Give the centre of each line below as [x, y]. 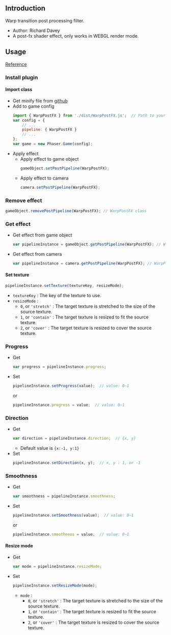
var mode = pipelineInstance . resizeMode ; [57, 567]
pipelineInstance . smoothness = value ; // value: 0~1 [71, 534]
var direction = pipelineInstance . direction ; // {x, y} [74, 439]
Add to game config [33, 106]
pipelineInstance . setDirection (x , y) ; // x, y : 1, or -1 [77, 463]
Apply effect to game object [49, 159]
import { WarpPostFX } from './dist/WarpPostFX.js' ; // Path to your [89, 116]
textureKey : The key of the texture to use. [57, 295]
